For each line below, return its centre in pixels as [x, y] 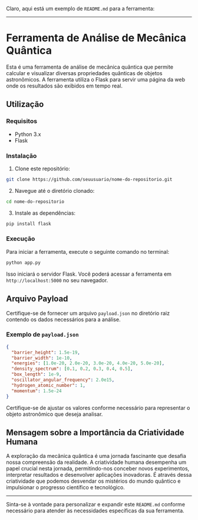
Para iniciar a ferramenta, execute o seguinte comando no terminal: [88, 251]
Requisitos [22, 121]
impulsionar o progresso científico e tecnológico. [65, 487]
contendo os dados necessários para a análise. [63, 319]
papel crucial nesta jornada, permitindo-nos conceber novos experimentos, [98, 469]
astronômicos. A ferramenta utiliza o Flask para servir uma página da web [96, 79]
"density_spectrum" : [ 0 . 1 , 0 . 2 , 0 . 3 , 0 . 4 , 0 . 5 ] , [72, 369]
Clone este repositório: [42, 169]
